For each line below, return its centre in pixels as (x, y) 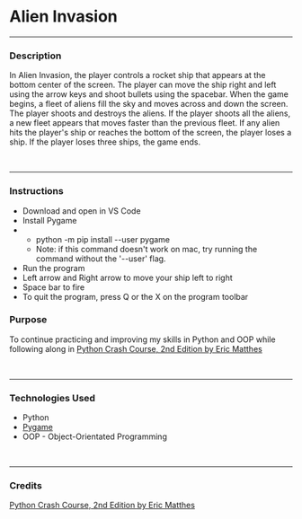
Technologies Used (53, 398)
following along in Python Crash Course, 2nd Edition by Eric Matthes (136, 348)
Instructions (37, 191)
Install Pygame (49, 220)
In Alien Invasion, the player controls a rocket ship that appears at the (138, 75)
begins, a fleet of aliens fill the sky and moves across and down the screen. (149, 104)
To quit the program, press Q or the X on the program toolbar (135, 296)
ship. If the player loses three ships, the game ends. (105, 142)
